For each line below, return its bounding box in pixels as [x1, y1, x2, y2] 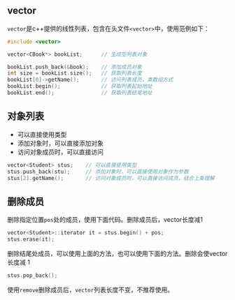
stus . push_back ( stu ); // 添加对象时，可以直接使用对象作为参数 [7, 168, 189, 175]
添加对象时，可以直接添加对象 [17, 139, 104, 147]
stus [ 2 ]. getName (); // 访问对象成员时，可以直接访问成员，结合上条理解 [7, 174, 215, 181]
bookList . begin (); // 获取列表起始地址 [7, 83, 152, 90]
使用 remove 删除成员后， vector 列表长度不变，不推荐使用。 [7, 285, 173, 294]
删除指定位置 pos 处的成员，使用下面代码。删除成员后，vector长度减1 [7, 216, 204, 224]
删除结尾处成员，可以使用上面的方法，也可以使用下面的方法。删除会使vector [7, 249, 228, 257]
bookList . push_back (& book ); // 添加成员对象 [7, 63, 142, 70]
